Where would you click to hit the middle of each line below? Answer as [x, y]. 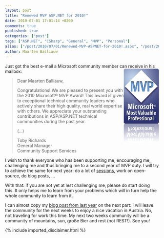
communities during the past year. [51, 121]
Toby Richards [31, 140]
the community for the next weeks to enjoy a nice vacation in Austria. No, [79, 210]
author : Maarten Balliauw [31, 51]
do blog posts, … [38, 175]
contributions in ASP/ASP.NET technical [57, 116]
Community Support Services [47, 151]
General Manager [34, 145]
